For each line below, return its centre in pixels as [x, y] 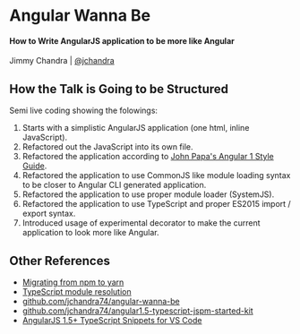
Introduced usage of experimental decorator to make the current [141, 223]
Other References [60, 261]
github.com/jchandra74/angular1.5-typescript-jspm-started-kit [137, 311]
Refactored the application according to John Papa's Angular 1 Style [148, 157]
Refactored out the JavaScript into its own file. [108, 147]
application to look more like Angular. [90, 233]
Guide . [34, 166]
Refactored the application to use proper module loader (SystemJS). [148, 194]
